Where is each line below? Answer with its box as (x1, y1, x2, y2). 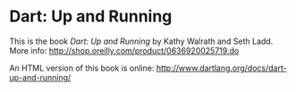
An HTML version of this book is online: (9, 63, 155, 73)
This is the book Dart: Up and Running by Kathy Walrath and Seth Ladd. (9, 36, 274, 46)
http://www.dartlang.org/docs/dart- (156, 63, 288, 73)
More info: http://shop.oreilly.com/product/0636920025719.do (9, 45, 240, 55)
